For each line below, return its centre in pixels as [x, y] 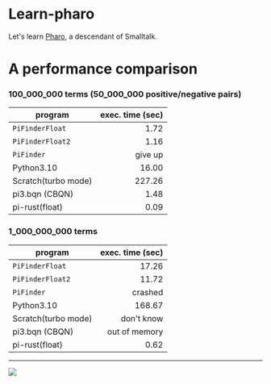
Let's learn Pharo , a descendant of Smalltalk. [83, 36]
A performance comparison [103, 69]
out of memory [135, 332]
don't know [142, 318]
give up [149, 155]
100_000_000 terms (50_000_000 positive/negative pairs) [125, 94]
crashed [148, 292]
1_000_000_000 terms [53, 232]
